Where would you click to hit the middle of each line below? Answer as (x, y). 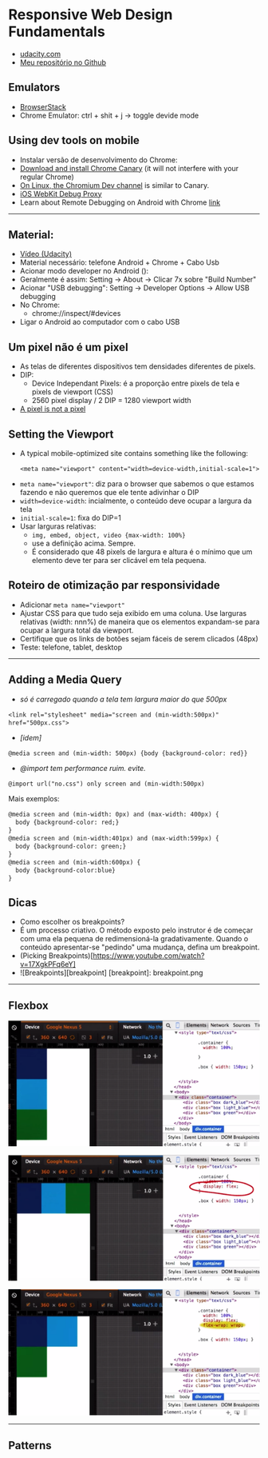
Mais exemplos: (34, 798)
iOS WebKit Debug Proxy (61, 194)
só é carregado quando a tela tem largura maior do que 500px (123, 699)
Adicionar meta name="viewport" (72, 605)
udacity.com (40, 54)
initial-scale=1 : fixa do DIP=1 (70, 518)
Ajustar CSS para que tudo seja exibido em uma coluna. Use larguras (133, 613)
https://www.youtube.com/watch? (149, 956)
